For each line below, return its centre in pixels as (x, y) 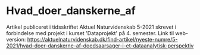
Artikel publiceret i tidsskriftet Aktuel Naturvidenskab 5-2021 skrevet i (91, 27)
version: (16, 39)
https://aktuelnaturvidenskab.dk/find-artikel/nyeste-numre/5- (102, 39)
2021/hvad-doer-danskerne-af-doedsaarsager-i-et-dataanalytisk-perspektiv (100, 46)
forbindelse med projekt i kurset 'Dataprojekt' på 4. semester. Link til (90, 33)
